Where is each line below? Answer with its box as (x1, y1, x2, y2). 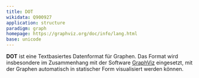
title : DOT (6, 8, 33, 15)
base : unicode (6, 36, 42, 42)
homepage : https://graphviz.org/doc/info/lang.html (6, 31, 137, 37)
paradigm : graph (6, 25, 47, 32)
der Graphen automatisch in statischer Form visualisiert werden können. (6, 65, 184, 72)
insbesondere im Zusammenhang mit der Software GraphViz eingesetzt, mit (6, 59, 193, 66)
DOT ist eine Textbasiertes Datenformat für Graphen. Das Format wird (6, 53, 178, 60)
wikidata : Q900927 (6, 14, 52, 20)
